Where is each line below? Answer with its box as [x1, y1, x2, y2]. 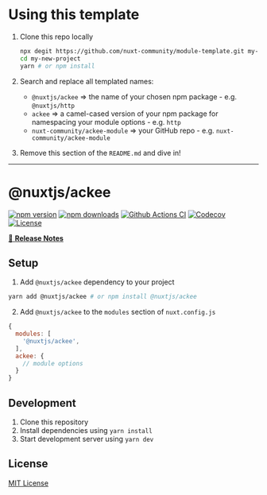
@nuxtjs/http [31, 102, 75, 110]
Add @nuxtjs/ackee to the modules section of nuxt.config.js [19, 307, 216, 317]
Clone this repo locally [19, 32, 94, 41]
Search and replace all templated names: [19, 76, 154, 86]
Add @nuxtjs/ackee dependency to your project [19, 277, 175, 287]
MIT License [8, 478, 49, 488]
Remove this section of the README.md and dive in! [19, 148, 181, 157]
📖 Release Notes [8, 233, 64, 243]
